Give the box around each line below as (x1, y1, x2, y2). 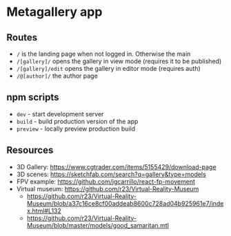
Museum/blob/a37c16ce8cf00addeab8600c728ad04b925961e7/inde (26, 199, 224, 207)
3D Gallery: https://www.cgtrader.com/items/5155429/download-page (16, 162, 217, 171)
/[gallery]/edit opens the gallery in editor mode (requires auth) (16, 65, 201, 72)
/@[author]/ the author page (16, 72, 98, 80)
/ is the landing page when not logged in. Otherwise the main (16, 50, 191, 58)
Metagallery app (6, 4, 103, 20)
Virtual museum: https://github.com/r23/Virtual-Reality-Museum (16, 184, 199, 193)
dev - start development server (16, 109, 104, 118)
